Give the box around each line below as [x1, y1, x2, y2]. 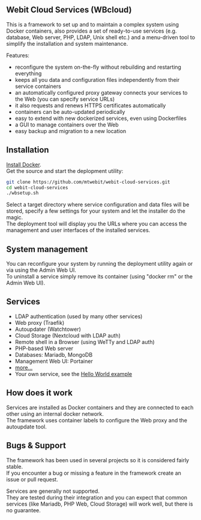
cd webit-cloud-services [6, 184, 68, 190]
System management [6, 244, 88, 254]
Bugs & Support [6, 440, 66, 451]
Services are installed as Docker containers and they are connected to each [6, 404, 194, 411]
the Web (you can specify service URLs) [14, 95, 115, 102]
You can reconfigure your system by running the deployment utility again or [6, 260, 193, 268]
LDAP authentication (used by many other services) [14, 313, 143, 320]
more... [14, 364, 33, 371]
